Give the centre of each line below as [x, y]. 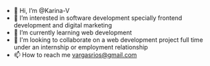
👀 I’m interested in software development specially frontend [98, 18]
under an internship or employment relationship [81, 47]
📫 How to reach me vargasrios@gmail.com [75, 55]
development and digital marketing [62, 25]
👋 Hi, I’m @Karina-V [42, 11]
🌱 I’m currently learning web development [73, 32]
